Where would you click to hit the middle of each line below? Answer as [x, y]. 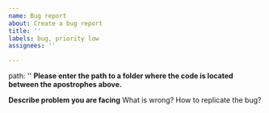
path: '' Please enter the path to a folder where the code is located [121, 76]
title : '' [25, 31]
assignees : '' [32, 46]
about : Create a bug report [56, 23]
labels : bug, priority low [54, 38]
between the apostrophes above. [65, 85]
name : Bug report [38, 16]
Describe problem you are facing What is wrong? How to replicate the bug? [135, 100]
